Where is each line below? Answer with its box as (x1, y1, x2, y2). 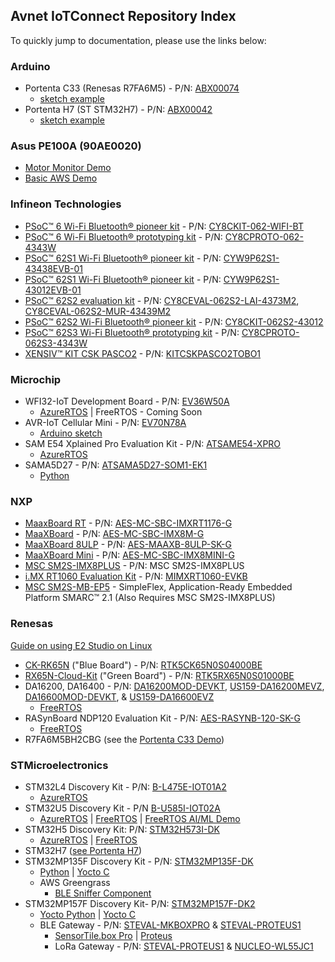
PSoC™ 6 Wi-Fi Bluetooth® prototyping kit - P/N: (24, 230, 223, 243)
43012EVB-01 (24, 284, 82, 296)
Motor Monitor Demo (24, 162, 112, 174)
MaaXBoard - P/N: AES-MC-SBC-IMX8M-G (24, 528, 205, 540)
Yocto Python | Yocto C (39, 908, 137, 920)
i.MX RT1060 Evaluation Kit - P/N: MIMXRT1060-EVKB (24, 570, 248, 583)
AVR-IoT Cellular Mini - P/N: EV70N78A (24, 417, 187, 428)
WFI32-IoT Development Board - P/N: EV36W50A (24, 395, 230, 407)
